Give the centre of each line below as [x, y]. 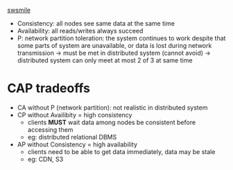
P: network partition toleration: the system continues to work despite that [121, 38]
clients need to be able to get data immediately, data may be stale [121, 151]
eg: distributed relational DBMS [72, 137]
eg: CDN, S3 [45, 159]
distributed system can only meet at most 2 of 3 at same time [105, 60]
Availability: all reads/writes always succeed [80, 31]
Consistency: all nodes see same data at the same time [96, 23]
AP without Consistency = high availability [77, 144]
